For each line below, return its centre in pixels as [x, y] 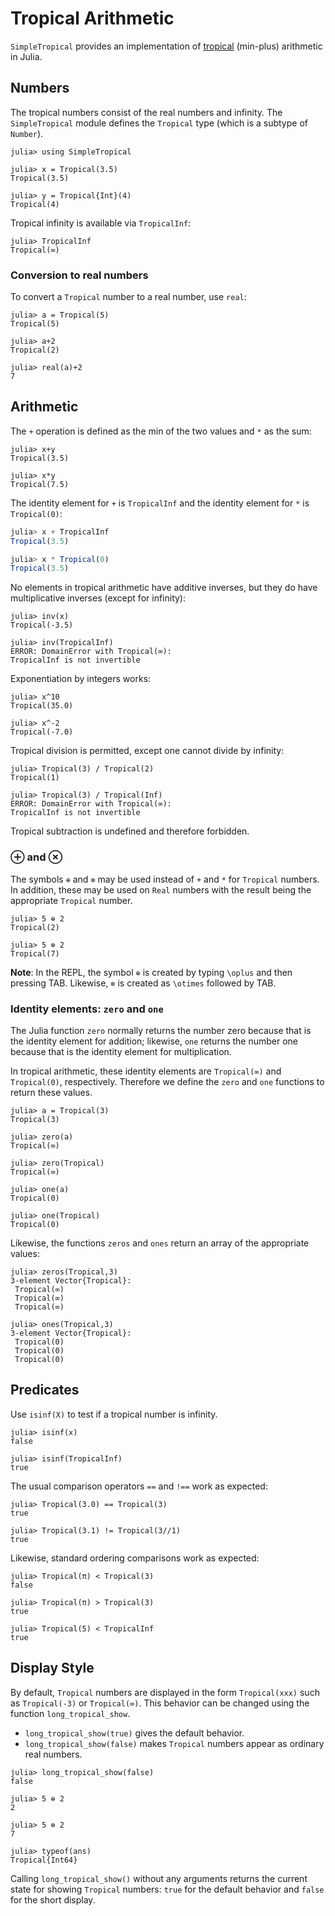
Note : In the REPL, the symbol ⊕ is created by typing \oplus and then [151, 972]
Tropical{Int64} [44, 1860]
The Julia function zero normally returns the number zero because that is [161, 1030]
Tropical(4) [35, 204]
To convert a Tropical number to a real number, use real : [128, 297]
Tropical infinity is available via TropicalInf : [101, 223]
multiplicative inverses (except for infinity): [98, 598]
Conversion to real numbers [79, 275]
